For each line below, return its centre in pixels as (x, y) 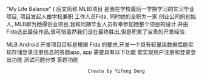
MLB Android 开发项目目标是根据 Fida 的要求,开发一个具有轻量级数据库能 (97, 45)
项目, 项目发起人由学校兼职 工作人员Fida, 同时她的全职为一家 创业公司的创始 (101, 16)
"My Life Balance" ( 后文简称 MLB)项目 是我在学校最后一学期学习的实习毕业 (100, 9)
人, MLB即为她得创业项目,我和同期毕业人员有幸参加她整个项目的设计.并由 (97, 24)
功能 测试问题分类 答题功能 (45, 60)
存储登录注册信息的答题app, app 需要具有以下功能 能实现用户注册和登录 (101, 52)
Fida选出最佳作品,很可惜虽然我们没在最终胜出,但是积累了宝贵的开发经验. (96, 32)
